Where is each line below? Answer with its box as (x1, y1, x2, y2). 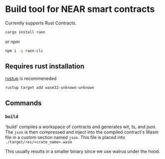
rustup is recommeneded (5, 75, 57, 81)
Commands (5, 99, 42, 107)
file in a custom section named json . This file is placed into (5, 135, 125, 141)
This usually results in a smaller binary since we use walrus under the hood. (5, 149, 161, 155)
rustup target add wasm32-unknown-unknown (5, 85, 94, 90)
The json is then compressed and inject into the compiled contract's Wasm (5, 129, 159, 135)
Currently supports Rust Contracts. (5, 20, 77, 26)
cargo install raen (5, 29, 46, 34)
